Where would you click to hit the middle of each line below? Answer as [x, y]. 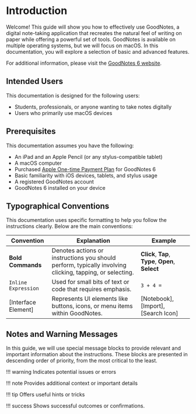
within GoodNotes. [77, 314]
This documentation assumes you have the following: [70, 145]
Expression [24, 288]
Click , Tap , [156, 254]
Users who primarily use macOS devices [63, 113]
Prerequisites [31, 132]
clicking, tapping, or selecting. [93, 273]
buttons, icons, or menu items [92, 306]
